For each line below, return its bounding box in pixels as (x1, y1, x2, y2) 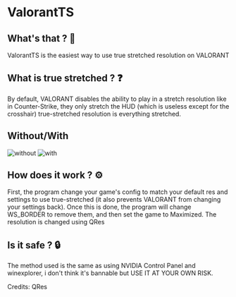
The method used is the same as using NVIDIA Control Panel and (7, 262, 196, 270)
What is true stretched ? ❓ (7, 72, 123, 85)
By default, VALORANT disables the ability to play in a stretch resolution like (7, 95, 227, 103)
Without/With (7, 130, 69, 142)
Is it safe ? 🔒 (7, 239, 61, 251)
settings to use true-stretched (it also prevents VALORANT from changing (7, 195, 221, 204)
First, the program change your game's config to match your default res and (7, 188, 228, 196)
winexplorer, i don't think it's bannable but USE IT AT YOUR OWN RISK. (7, 269, 213, 277)
